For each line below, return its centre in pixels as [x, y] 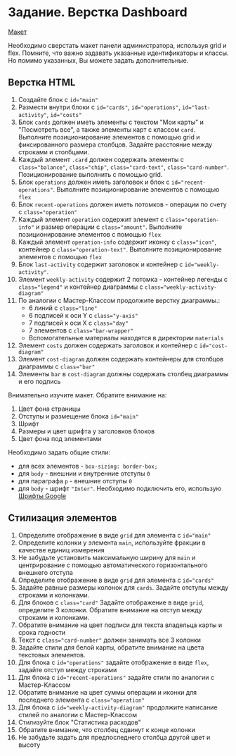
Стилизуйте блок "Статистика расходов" [79, 722]
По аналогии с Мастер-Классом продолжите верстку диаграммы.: [119, 300]
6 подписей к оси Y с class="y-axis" [84, 315]
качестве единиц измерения [61, 550]
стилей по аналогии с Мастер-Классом [78, 714]
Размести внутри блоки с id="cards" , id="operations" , [99, 107]
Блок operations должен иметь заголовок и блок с [94, 182]
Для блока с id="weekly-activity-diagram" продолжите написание [118, 707]
